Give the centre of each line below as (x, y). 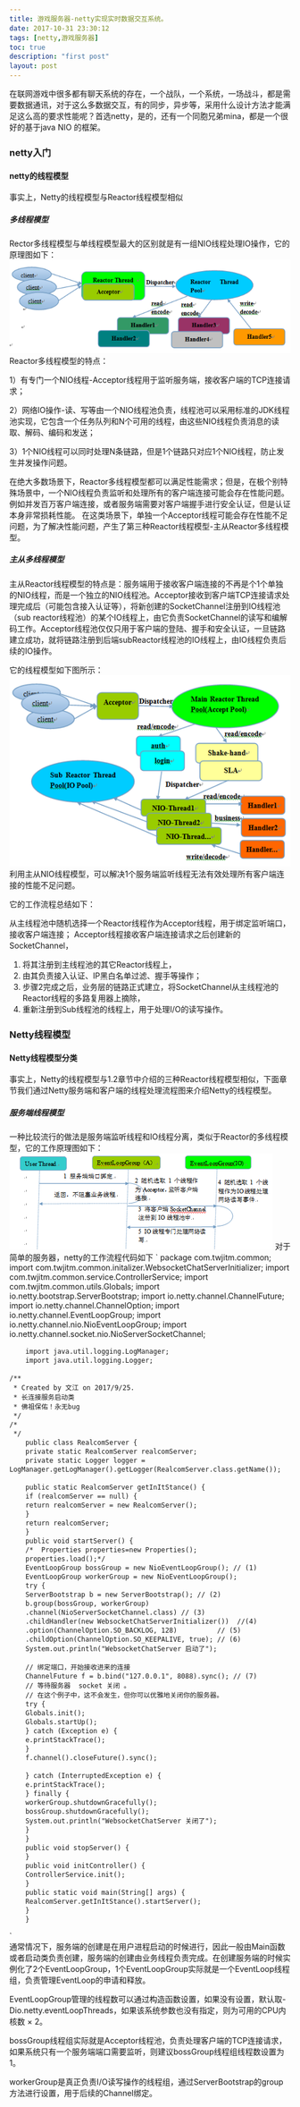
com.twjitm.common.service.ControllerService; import (109, 1277)
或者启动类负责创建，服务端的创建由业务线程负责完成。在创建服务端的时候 (146, 1958)
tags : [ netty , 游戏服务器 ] (54, 38)
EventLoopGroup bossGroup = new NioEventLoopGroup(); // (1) (141, 1568)
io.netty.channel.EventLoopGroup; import (85, 1316)
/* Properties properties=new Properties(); (112, 1550)
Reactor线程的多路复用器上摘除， (83, 998)
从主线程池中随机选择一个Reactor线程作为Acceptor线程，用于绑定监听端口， (150, 923)
